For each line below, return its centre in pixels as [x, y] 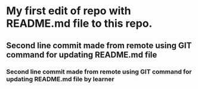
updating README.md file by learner [60, 79]
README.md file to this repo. [79, 23]
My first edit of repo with [69, 11]
